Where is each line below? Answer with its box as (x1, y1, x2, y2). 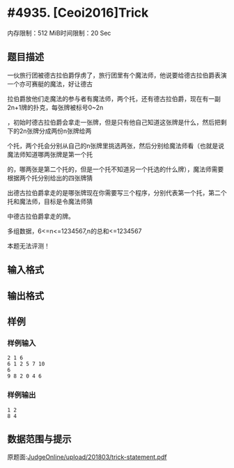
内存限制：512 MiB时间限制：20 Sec (7, 29, 111, 37)
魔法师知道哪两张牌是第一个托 (7, 150, 93, 158)
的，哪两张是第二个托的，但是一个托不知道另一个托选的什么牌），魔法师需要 (7, 165, 224, 173)
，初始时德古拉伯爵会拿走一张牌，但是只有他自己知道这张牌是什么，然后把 (7, 118, 221, 126)
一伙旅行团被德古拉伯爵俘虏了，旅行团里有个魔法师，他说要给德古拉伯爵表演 (7, 71, 227, 79)
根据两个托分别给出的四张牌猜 (7, 173, 93, 182)
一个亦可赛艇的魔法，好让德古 (7, 79, 93, 88)
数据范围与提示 (7, 433, 72, 445)
